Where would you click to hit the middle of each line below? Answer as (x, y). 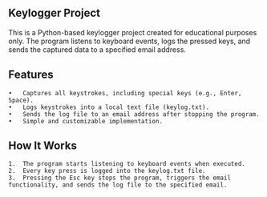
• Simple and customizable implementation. (85, 121)
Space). (21, 100)
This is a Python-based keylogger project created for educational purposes (133, 32)
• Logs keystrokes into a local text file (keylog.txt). (109, 107)
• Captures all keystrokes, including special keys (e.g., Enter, (125, 93)
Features (31, 75)
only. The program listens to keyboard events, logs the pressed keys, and (129, 41)
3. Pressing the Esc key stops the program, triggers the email (119, 178)
